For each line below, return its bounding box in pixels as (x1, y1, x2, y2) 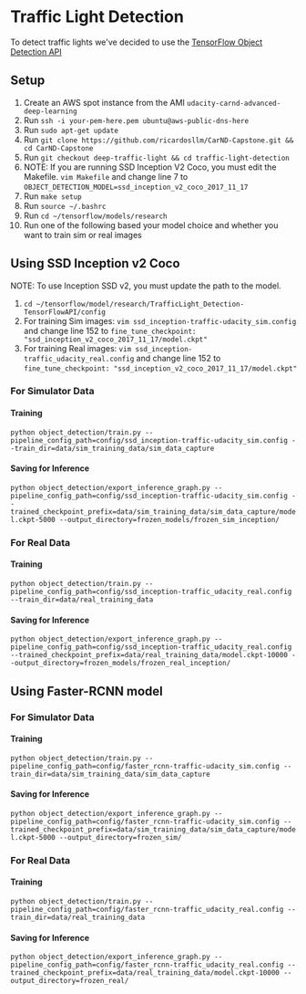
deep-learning (23, 107, 77, 116)
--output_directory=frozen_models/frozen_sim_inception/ (58, 515, 280, 524)
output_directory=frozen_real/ (10, 977, 129, 986)
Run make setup (23, 190, 82, 202)
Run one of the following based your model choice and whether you (23, 219, 279, 230)
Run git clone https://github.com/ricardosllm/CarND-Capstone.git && (23, 134, 294, 145)
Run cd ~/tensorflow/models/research (23, 210, 168, 221)
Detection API (10, 46, 62, 57)
